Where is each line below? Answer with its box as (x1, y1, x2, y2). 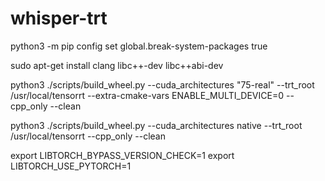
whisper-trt (10, 7, 108, 30)
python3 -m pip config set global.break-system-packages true (10, 40, 268, 52)
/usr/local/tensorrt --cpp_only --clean (10, 130, 166, 142)
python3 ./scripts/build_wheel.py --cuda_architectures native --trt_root (10, 119, 303, 131)
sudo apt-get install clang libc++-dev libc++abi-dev (10, 59, 224, 71)
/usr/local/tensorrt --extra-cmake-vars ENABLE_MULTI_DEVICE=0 (10, 89, 285, 101)
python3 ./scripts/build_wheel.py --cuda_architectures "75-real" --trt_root (10, 78, 315, 91)
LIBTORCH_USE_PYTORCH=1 (10, 160, 132, 172)
